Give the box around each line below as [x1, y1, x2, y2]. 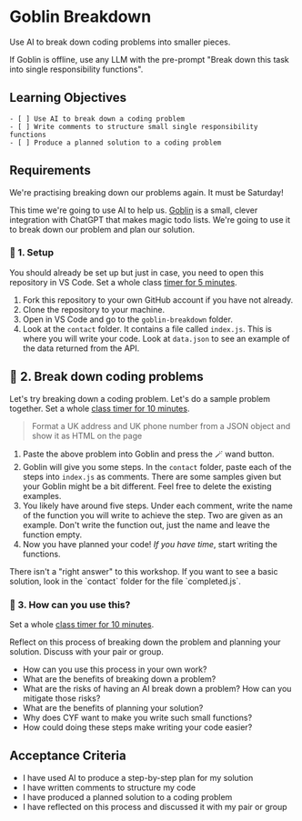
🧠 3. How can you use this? [9, 598, 131, 611]
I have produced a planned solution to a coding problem [22, 791, 233, 802]
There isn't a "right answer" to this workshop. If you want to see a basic [9, 566, 278, 576]
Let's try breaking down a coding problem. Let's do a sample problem [9, 393, 271, 404]
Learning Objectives [9, 90, 127, 105]
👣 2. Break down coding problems [9, 369, 205, 385]
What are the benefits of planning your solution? [22, 702, 204, 713]
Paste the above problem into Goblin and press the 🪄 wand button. [22, 448, 275, 459]
